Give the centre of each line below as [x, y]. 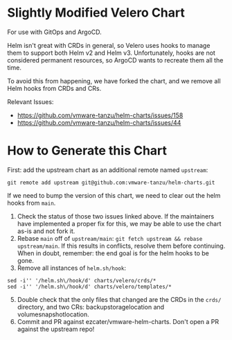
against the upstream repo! [56, 329]
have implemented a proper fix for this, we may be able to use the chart [119, 223]
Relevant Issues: [30, 101]
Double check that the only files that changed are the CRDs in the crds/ [119, 299]
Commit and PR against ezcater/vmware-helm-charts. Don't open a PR [118, 321]
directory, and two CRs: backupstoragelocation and [91, 307]
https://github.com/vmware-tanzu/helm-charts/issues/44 [99, 122]
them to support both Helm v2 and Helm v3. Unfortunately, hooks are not [111, 53]
